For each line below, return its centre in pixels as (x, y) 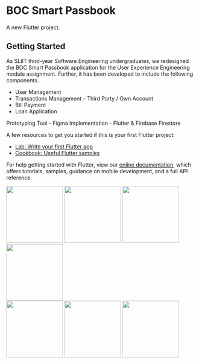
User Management (38, 92)
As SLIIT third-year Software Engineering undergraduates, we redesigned (98, 61)
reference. (19, 177)
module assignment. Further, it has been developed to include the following (100, 74)
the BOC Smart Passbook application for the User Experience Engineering (98, 67)
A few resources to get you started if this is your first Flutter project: (90, 134)
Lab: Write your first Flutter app (54, 147)
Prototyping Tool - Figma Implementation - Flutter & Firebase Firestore (93, 123)
